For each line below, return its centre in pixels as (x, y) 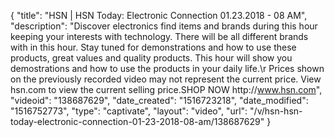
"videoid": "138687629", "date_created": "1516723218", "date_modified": (159, 100)
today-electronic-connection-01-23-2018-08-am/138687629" (137, 121)
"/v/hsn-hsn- (276, 111)
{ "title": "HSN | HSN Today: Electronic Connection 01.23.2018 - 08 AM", (159, 15)
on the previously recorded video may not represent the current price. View (166, 79)
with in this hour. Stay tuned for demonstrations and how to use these (153, 47)
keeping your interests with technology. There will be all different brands (159, 36)
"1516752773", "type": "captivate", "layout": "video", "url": (129, 111)
